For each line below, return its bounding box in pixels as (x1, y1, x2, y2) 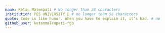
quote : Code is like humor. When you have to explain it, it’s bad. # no (5, 16, 161, 21)
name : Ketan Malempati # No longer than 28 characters (5, 7, 121, 12)
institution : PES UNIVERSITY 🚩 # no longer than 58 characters (5, 12, 138, 16)
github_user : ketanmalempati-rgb (5, 20, 74, 26)
